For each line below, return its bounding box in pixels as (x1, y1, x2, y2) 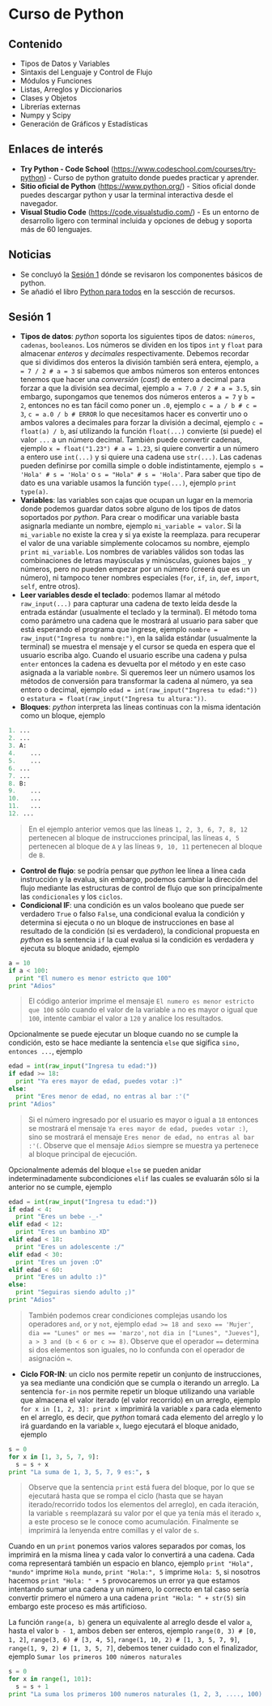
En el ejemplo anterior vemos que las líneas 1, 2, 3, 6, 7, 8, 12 (28, 824, 249, 834)
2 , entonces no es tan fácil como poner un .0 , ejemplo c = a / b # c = (19, 401, 257, 410)
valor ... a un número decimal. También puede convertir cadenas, (19, 435, 243, 445)
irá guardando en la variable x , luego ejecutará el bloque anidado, (19, 1420, 239, 1430)
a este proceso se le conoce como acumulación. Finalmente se (28, 1517, 239, 1527)
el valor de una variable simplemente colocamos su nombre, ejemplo (19, 539, 250, 548)
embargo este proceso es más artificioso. (8, 1601, 147, 1611)
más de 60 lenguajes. (19, 224, 92, 234)
